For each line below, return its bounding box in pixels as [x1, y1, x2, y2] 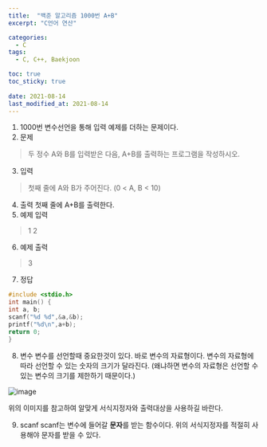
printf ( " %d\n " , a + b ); [8, 320, 77, 328]
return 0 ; [8, 327, 41, 335]
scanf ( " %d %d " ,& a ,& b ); [8, 313, 84, 321]
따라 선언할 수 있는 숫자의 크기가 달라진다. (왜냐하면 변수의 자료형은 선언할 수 [19, 360, 259, 371]
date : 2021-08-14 [8, 92, 66, 100]
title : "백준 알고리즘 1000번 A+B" [8, 11, 118, 20]
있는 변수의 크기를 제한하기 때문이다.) [19, 371, 135, 380]
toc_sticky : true [8, 77, 66, 85]
